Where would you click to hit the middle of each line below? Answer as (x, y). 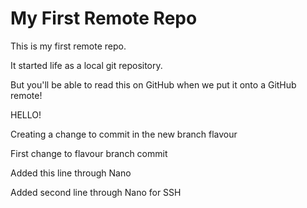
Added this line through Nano (71, 173)
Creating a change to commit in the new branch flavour (124, 134)
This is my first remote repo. (68, 46)
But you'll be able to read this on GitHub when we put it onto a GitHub (153, 84)
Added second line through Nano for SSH (96, 192)
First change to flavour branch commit (89, 153)
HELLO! (26, 114)
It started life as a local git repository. (86, 65)
